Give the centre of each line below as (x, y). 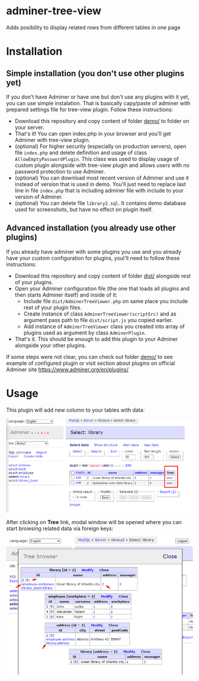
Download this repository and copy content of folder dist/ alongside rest (102, 276)
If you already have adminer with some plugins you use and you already (94, 251)
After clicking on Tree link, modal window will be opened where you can (94, 522)
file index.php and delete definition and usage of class (81, 152)
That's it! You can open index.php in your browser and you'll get (93, 133)
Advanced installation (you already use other (91, 228)
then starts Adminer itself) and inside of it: (66, 295)
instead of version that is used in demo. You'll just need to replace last (100, 184)
